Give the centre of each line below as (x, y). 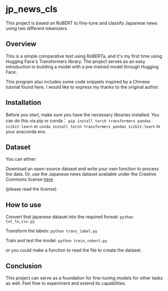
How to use (23, 205)
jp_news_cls (32, 9)
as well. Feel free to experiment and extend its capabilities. (66, 283)
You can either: (21, 159)
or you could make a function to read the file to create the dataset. (74, 250)
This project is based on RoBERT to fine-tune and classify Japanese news (82, 23)
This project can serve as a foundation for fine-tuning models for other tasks (84, 278)
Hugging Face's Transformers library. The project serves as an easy (76, 61)
